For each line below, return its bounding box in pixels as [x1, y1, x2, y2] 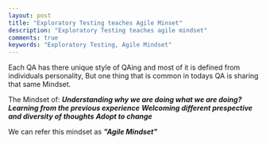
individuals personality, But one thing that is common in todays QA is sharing [8, 71, 259, 81]
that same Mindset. [8, 80, 71, 89]
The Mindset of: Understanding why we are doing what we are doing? [8, 95, 242, 104]
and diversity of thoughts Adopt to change [8, 112, 152, 121]
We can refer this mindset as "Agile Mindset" [8, 127, 158, 137]
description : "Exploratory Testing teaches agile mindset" [8, 26, 208, 34]
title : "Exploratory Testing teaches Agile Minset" [8, 19, 183, 27]
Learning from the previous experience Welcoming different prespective [8, 104, 253, 113]
